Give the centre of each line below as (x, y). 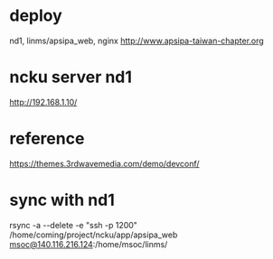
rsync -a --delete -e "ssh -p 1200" (74, 225)
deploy (36, 16)
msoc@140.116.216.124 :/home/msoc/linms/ (89, 244)
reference (47, 139)
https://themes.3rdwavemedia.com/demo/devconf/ (105, 163)
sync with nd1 (62, 200)
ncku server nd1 (71, 77)
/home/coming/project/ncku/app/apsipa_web (94, 235)
